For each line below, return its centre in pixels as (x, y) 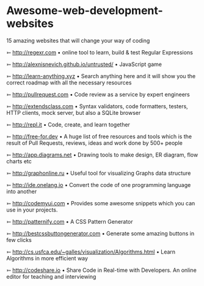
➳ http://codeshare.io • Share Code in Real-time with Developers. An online (101, 270)
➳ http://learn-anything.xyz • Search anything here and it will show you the (101, 76)
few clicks (19, 240)
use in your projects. (32, 210)
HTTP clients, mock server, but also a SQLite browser (74, 112)
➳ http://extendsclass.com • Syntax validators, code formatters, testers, (97, 106)
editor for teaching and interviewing (51, 276)
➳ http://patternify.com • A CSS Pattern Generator (70, 221)
